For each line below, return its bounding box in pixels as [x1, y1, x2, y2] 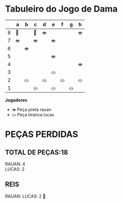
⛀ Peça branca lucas [12, 111, 54, 117]
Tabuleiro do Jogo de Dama [5, 3, 118, 15]
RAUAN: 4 [5, 161, 25, 167]
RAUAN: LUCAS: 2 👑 [5, 193, 46, 199]
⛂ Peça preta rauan [12, 106, 52, 112]
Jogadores [5, 97, 28, 103]
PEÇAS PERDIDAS [5, 129, 79, 140]
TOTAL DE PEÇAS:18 [5, 148, 68, 156]
